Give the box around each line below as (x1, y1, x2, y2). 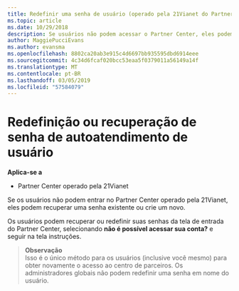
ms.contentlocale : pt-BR (7, 70, 81, 77)
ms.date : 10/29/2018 (7, 24, 69, 31)
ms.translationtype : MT (7, 63, 78, 71)
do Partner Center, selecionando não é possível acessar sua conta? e (7, 225, 213, 233)
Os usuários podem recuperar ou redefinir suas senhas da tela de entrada (7, 217, 224, 225)
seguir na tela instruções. (7, 233, 82, 241)
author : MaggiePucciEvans (7, 37, 84, 44)
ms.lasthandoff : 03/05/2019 (7, 76, 91, 84)
